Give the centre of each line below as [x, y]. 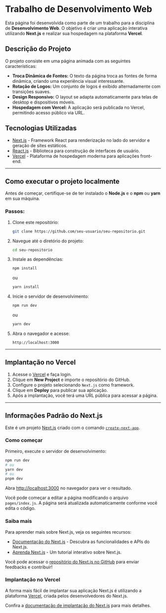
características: [21, 66]
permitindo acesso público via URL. [48, 112]
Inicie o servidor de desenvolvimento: [50, 296]
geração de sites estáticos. [40, 145]
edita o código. [21, 508]
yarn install [26, 287]
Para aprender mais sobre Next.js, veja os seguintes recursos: [68, 532]
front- [146, 156]
